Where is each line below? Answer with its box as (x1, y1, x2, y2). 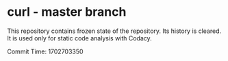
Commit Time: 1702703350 (7, 47, 84, 56)
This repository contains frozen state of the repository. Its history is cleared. (7, 27, 221, 35)
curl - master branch (7, 4, 127, 20)
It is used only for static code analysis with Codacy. (7, 34, 152, 42)
